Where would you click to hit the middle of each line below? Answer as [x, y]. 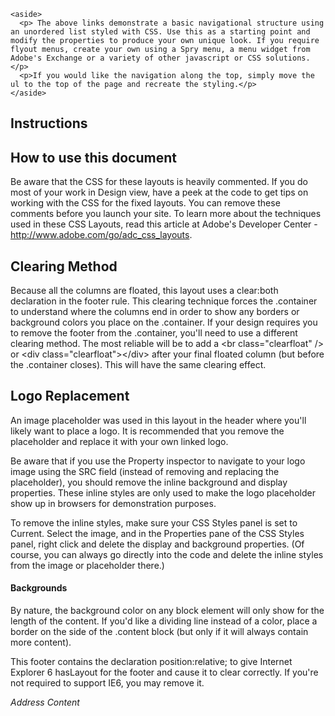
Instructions [49, 123]
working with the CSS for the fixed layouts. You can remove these [145, 203]
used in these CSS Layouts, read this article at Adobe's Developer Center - [164, 224]
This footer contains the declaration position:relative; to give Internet [151, 662]
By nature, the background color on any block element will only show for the [167, 611]
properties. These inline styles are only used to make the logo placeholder [163, 492]
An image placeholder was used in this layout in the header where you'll [158, 420]
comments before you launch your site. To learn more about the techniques [166, 214]
